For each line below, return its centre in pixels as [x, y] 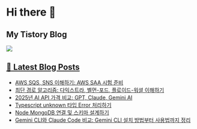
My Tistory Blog [37, 34]
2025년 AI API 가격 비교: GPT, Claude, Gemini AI [74, 97]
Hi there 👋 [31, 12]
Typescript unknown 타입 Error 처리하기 [63, 105]
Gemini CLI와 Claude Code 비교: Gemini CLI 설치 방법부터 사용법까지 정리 [103, 120]
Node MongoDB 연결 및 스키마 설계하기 [62, 112]
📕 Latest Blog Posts [43, 67]
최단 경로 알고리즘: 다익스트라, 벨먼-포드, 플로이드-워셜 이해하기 [89, 90]
